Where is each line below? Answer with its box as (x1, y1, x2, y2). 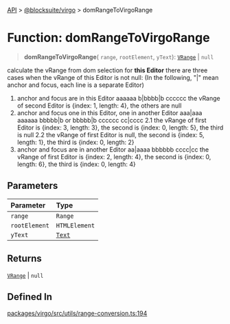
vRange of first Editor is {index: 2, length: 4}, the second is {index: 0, (16, 152, 211, 161)
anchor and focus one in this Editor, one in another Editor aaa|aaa (16, 108, 203, 117)
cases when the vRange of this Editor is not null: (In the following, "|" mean (7, 73, 219, 81)
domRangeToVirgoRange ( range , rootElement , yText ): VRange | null (23, 52, 214, 61)
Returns (7, 253, 43, 265)
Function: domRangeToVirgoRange (7, 30, 211, 45)
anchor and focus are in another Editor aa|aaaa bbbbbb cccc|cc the (16, 145, 209, 154)
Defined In (7, 291, 53, 303)
